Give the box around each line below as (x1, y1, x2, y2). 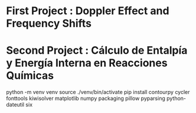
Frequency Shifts (6, 17, 92, 30)
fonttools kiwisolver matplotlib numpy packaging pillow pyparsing (6, 95, 165, 102)
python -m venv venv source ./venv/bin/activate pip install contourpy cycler (6, 89, 190, 96)
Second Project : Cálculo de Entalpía (6, 44, 188, 57)
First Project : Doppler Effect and (6, 4, 169, 18)
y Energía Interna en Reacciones (6, 56, 168, 70)
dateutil (6, 101, 25, 108)
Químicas (6, 69, 54, 82)
